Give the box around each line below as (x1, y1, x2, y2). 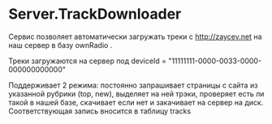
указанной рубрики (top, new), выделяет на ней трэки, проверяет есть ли (8, 88, 265, 98)
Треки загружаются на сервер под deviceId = (8, 56, 166, 66)
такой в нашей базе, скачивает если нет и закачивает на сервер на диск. (8, 97, 264, 107)
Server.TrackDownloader (8, 5, 182, 24)
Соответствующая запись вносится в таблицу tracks (8, 106, 192, 116)
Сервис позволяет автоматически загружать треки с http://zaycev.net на (8, 32, 262, 41)
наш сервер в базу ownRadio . (8, 40, 113, 49)
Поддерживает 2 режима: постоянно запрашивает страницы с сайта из (8, 80, 258, 90)
